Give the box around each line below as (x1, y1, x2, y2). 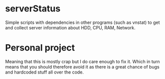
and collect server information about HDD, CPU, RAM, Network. (5, 24, 136, 30)
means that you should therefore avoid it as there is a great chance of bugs (5, 64, 160, 70)
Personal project (5, 42, 75, 54)
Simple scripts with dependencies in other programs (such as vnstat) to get (5, 19, 160, 25)
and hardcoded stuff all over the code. (5, 69, 84, 75)
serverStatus (5, 3, 61, 14)
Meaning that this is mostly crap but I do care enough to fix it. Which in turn (5, 58, 161, 65)
